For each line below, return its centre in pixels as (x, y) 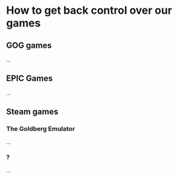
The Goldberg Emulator (41, 129)
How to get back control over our (89, 10)
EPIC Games (30, 79)
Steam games (32, 112)
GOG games (29, 45)
